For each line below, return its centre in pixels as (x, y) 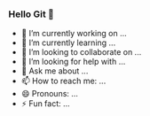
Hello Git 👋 (32, 14)
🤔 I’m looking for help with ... (73, 62)
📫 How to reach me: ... (63, 81)
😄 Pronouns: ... (50, 94)
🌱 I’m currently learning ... (68, 43)
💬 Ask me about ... (55, 71)
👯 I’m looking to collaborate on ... (81, 52)
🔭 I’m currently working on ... (74, 34)
